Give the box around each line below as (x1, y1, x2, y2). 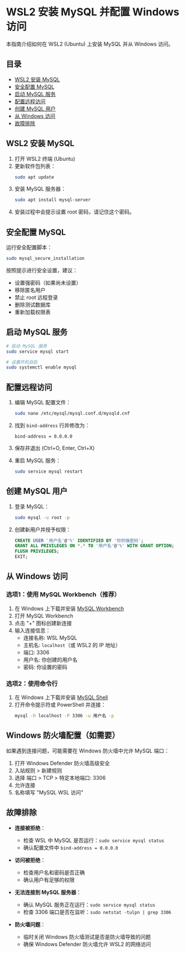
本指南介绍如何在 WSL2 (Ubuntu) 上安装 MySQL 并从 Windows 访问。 (6, 40, 174, 47)
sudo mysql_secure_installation (6, 256, 85, 262)
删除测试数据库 (14, 301, 51, 308)
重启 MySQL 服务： (14, 457, 61, 464)
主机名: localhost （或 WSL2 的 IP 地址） (23, 641, 121, 648)
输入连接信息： (14, 627, 51, 634)
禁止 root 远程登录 (14, 294, 58, 301)
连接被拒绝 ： (14, 824, 46, 831)
